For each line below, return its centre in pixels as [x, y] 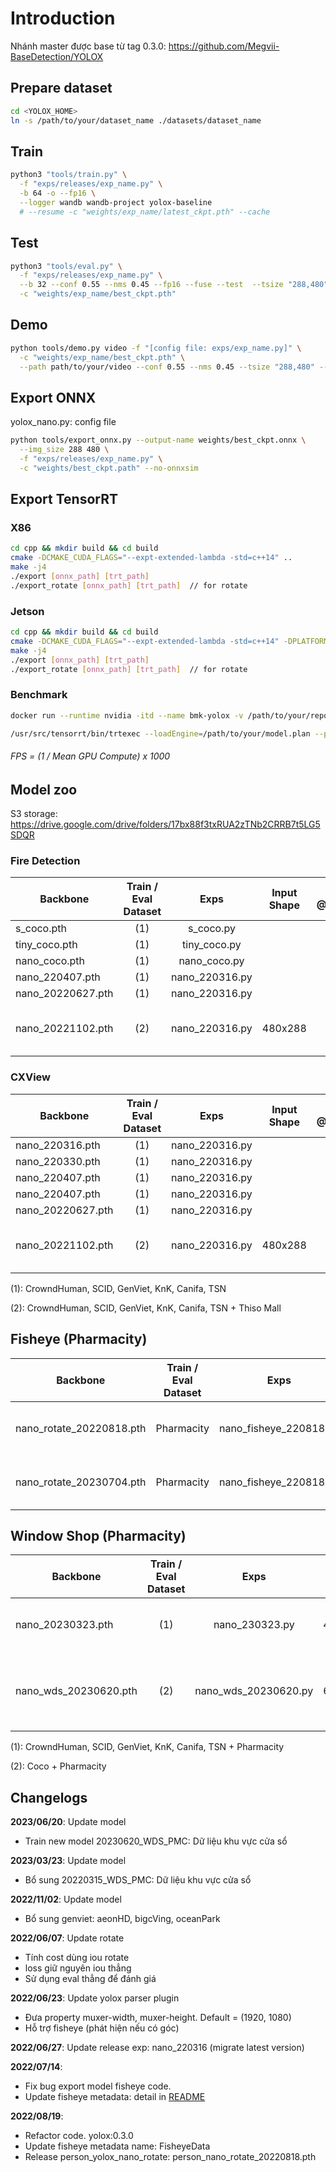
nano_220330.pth [58, 1161]
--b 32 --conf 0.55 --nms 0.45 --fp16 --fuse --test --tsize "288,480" [174, 285]
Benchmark [39, 695]
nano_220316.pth [58, 1145]
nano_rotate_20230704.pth [81, 1482]
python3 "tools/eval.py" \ [66, 266]
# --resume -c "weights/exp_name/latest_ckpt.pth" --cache [145, 212]
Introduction [63, 18]
